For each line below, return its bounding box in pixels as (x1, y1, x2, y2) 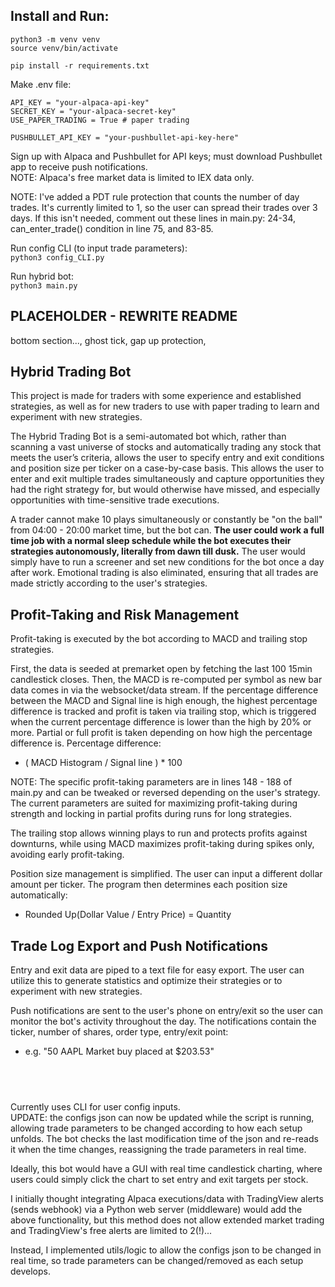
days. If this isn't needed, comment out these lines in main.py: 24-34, (10, 212, 297, 224)
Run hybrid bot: (10, 270, 74, 282)
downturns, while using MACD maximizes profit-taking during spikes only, (10, 838, 315, 850)
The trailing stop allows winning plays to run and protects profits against (10, 827, 308, 839)
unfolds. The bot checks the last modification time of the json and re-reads (10, 1132, 319, 1144)
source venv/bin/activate (10, 43, 118, 53)
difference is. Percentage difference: (10, 737, 162, 749)
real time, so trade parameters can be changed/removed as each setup (10, 1254, 304, 1266)
